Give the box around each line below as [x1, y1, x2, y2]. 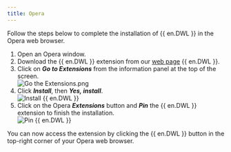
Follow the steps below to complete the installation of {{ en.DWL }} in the [7, 29, 214, 37]
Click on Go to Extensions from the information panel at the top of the [17, 64, 217, 73]
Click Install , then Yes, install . [17, 86, 103, 95]
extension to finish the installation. [17, 108, 115, 117]
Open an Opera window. [17, 50, 86, 58]
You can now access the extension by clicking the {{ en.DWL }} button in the [7, 129, 225, 137]
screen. [17, 72, 39, 80]
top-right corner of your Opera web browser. [7, 136, 134, 145]
